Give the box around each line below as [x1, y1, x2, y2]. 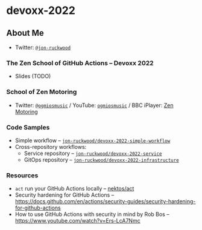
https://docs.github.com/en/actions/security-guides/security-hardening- [14, 198, 196, 205]
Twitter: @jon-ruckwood [14, 44, 71, 51]
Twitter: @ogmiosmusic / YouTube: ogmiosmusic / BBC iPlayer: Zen [14, 101, 174, 109]
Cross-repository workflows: [14, 143, 87, 150]
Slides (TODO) [14, 73, 51, 80]
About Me [6, 28, 44, 38]
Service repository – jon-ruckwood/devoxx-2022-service [24, 149, 162, 157]
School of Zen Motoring [6, 88, 77, 96]
